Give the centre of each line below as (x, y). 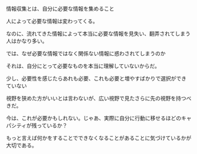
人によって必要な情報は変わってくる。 (52, 21)
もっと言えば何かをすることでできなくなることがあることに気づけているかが (99, 138)
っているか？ (52, 125)
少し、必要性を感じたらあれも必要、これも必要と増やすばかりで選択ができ (96, 78)
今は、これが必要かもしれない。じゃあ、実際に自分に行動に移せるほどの (94, 118)
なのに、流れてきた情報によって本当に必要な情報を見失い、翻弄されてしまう (98, 34)
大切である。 (21, 145)
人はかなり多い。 (27, 41)
